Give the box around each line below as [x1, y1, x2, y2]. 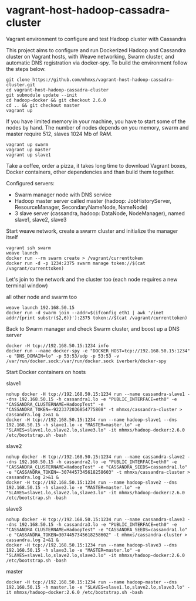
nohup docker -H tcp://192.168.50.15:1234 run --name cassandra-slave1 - [6, 391, 191, 397]
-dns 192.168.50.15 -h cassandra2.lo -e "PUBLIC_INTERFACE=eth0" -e [6, 459, 177, 465]
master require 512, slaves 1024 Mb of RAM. [6, 130, 113, 137]
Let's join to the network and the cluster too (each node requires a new [6, 276, 178, 283]
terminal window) [6, 282, 48, 289]
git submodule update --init [6, 92, 77, 98]
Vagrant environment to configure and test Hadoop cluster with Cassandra [6, 35, 187, 42]
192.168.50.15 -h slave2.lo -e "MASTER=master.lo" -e [6, 484, 141, 490]
